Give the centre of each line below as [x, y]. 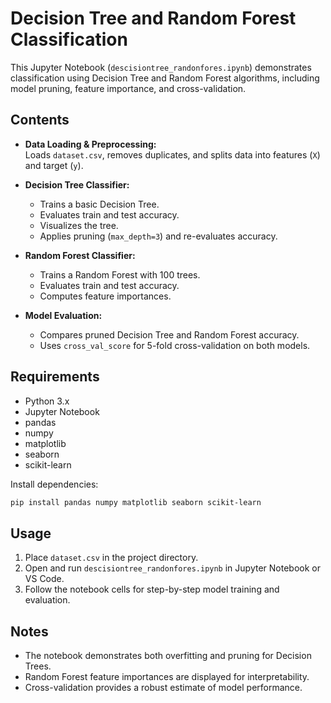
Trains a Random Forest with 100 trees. [120, 274]
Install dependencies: [54, 484]
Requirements [55, 377]
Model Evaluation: [63, 315]
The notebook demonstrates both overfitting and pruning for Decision [168, 656]
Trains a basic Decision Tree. [99, 204]
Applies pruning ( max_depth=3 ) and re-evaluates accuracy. [158, 236]
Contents [40, 120]
